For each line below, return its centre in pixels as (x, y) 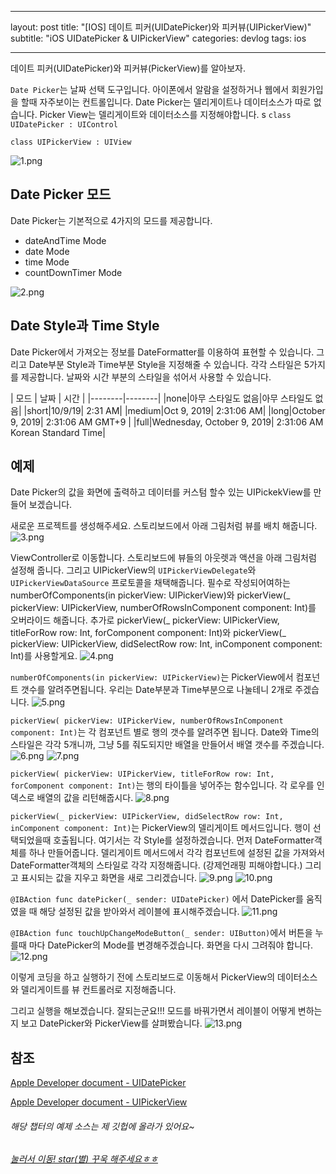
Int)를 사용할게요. (44, 656)
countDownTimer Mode (73, 272)
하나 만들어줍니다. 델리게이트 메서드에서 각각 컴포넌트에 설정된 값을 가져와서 (177, 853)
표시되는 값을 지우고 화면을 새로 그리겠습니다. (109, 878)
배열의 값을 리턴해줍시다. (85, 798)
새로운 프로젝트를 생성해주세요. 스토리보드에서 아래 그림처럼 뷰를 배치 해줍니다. (164, 526)
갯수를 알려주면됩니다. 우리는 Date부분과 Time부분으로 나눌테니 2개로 (156, 690)
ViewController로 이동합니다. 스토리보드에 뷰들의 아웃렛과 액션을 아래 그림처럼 (163, 558)
